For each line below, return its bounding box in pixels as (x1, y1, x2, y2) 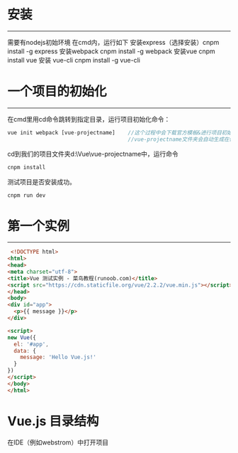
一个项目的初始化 (7, 83, 108, 100)
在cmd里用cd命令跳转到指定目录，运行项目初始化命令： (7, 114, 171, 123)
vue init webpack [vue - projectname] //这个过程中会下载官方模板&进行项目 (7, 129, 222, 136)
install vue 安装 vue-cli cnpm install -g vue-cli (7, 55, 140, 64)
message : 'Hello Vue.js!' (20, 353, 97, 361)
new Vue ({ (7, 334, 37, 341)
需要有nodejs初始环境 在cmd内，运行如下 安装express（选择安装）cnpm (7, 38, 220, 46)
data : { (13, 347, 37, 354)
